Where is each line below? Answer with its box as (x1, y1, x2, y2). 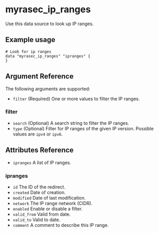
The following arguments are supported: (5, 86, 91, 92)
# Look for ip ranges (5, 49, 52, 54)
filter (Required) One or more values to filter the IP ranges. (12, 95, 140, 102)
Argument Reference (5, 72, 74, 81)
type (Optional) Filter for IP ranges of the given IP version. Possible (12, 125, 154, 131)
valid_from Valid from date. (12, 211, 71, 217)
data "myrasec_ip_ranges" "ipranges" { (5, 53, 91, 59)
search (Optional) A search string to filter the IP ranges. (12, 120, 129, 126)
